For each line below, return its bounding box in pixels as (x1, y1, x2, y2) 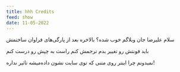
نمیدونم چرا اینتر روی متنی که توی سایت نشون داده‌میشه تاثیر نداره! (6, 59, 155, 66)
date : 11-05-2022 (6, 20, 49, 26)
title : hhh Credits (6, 8, 55, 15)
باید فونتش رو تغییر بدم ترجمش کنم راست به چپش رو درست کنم (6, 48, 149, 55)
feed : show (6, 14, 33, 20)
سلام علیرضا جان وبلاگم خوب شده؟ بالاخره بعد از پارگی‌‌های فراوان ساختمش (6, 36, 175, 43)
